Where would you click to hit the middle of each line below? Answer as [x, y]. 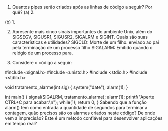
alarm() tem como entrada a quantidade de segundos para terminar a [76, 107]
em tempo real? [21, 123]
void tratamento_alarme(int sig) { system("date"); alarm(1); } [67, 87]
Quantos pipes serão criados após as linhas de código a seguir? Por [82, 7]
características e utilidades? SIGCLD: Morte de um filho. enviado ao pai [86, 42]
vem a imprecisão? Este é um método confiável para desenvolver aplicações [84, 118]
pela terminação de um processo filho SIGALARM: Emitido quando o [82, 48]
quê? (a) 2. [23, 12]
